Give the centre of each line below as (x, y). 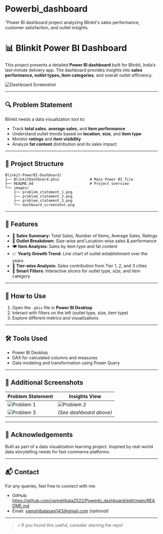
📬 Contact (22, 472)
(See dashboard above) (85, 412)
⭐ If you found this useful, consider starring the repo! (70, 525)
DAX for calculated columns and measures (55, 357)
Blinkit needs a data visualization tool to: (45, 119)
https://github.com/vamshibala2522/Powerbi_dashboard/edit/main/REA (83, 501)
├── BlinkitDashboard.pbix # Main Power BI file (69, 179)
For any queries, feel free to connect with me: (50, 486)
